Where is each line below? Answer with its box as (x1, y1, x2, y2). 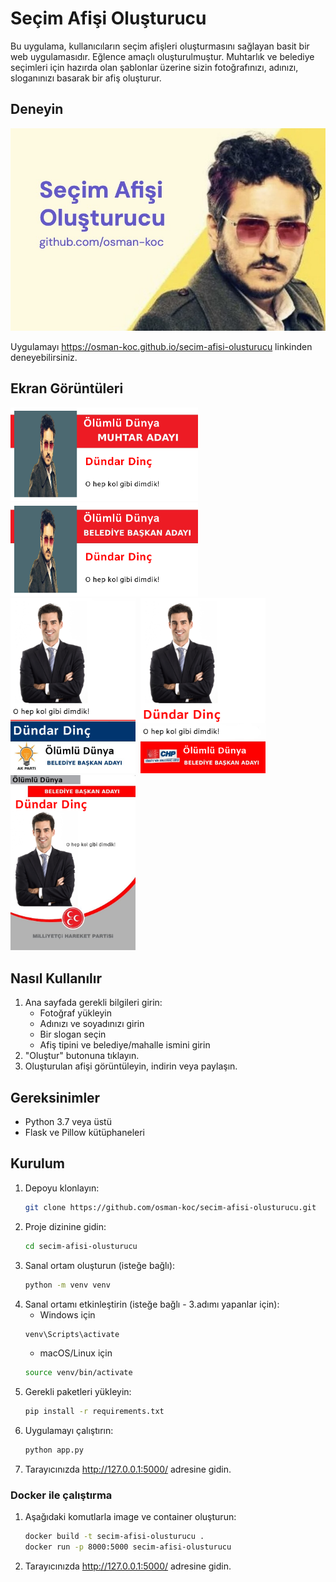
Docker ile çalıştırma (10, 1488, 113, 1502)
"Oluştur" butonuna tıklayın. (24, 1050, 140, 1062)
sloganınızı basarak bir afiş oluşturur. (10, 72, 162, 84)
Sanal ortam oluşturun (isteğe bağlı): (24, 1259, 176, 1271)
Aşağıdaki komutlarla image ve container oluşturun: (24, 1511, 237, 1523)
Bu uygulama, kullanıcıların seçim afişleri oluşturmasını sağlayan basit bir (10, 40, 310, 52)
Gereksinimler (10, 1089, 101, 1106)
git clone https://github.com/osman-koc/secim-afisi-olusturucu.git (24, 1202, 317, 1212)
